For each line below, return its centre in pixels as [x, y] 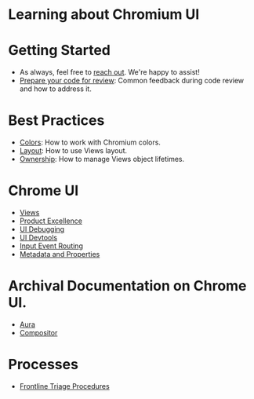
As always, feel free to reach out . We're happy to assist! [109, 72]
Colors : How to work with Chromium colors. [90, 142]
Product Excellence [51, 221]
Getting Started [60, 51]
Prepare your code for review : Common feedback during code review [132, 81]
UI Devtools [38, 238]
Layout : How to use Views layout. [73, 151]
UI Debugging [42, 229]
